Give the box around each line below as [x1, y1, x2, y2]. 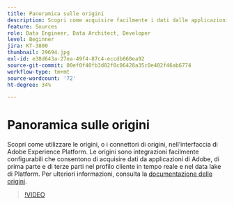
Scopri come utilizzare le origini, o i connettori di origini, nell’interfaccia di [7, 140, 218, 149]
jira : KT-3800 [7, 42, 49, 49]
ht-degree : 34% [7, 81, 52, 88]
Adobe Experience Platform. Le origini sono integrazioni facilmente [7, 147, 199, 156]
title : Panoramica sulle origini [7, 10, 104, 17]
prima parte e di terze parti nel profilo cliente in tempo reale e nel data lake [7, 163, 221, 171]
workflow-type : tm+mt [7, 68, 70, 75]
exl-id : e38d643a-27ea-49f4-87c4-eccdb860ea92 [7, 56, 145, 63]
